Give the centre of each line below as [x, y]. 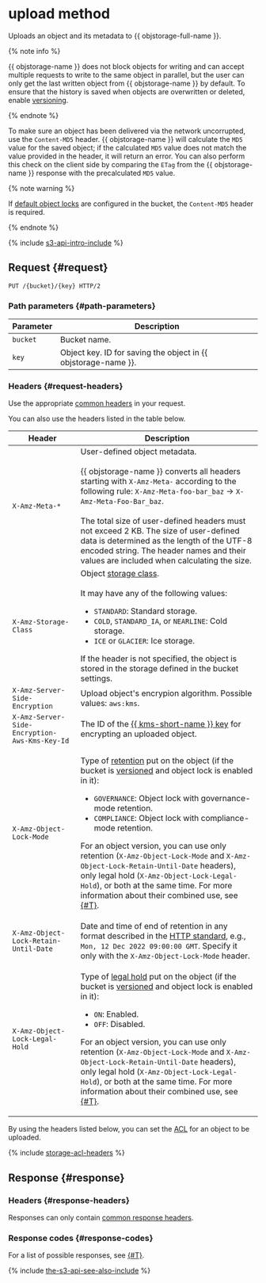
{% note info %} [34, 51]
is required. [27, 212]
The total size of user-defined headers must [163, 521]
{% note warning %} [42, 188]
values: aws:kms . [110, 704]
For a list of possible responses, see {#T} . [76, 1255]
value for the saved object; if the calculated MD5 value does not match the [127, 147]
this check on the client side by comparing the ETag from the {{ [110, 164]
